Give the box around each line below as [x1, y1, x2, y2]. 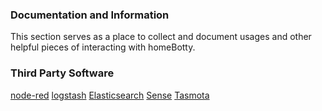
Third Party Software [10, 66, 115, 80]
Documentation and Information [10, 8, 170, 22]
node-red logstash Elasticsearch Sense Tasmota [10, 89, 210, 101]
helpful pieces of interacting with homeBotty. [10, 41, 196, 53]
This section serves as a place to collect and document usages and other [10, 31, 312, 43]
